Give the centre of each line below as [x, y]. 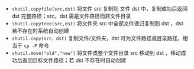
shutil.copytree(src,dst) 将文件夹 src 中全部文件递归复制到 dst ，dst [97, 23]
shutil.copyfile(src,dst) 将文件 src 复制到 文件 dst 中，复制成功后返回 [100, 9]
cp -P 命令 [36, 45]
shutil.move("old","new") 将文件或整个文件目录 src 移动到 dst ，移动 [96, 53]
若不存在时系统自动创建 [40, 31]
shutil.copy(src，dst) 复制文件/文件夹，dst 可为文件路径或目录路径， [97, 38]
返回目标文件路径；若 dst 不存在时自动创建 [74, 60]
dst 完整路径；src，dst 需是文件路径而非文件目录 [71, 16]
